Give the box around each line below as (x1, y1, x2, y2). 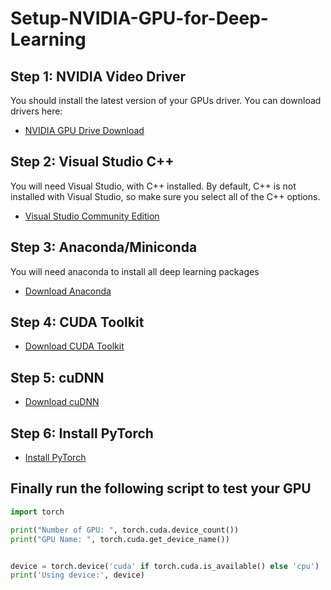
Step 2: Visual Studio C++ (10, 153, 175, 171)
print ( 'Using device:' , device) (10, 570, 145, 581)
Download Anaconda (24, 285, 112, 297)
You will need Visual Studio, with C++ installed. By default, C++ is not (10, 180, 297, 192)
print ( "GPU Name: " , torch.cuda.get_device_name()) (10, 534, 230, 544)
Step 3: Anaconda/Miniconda (10, 239, 198, 256)
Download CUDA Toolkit (24, 340, 125, 352)
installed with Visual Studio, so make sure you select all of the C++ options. (10, 190, 321, 202)
